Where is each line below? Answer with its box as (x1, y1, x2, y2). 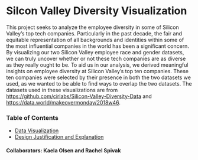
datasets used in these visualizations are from (6, 86, 118, 93)
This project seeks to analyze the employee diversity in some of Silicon (6, 24, 179, 31)
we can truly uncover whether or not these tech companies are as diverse (6, 55, 186, 62)
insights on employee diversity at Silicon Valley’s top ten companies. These (6, 67, 189, 74)
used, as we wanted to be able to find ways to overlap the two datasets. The (6, 80, 192, 87)
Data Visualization (14, 127, 59, 134)
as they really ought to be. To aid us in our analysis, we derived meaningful (6, 61, 189, 68)
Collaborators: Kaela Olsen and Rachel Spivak (6, 146, 121, 154)
